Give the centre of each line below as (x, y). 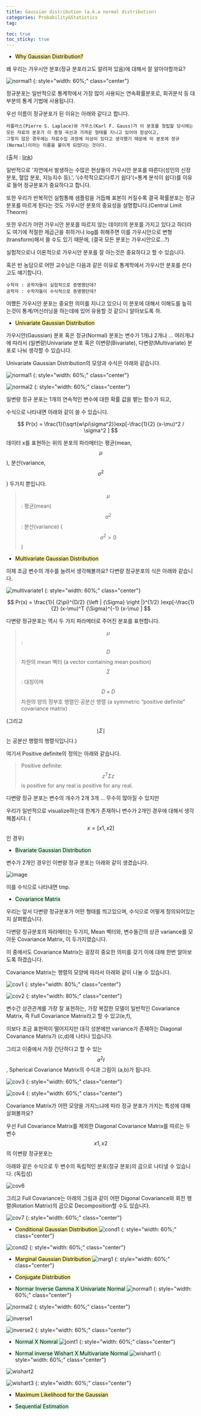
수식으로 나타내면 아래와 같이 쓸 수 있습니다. (58, 412)
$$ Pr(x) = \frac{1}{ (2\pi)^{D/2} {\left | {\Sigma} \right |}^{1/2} (83, 602)
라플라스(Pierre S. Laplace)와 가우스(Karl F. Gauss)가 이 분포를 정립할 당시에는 (100, 126)
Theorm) (17, 212)
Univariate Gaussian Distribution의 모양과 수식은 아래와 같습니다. (83, 363)
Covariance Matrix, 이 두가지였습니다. (62, 939)
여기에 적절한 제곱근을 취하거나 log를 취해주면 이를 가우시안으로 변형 (92, 232)
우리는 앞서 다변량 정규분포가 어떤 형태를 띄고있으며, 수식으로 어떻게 (85, 911)
